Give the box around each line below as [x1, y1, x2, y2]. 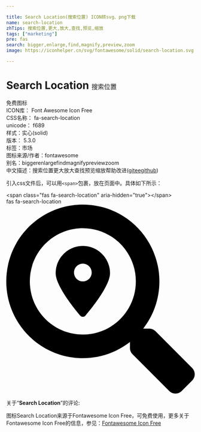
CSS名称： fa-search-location [6, 114, 81, 121]
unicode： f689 [6, 121, 45, 129]
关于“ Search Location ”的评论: [6, 399, 81, 406]
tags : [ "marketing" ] [6, 31, 58, 37]
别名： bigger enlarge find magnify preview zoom [6, 159, 120, 166]
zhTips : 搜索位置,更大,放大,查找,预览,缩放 [6, 25, 103, 31]
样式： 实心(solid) [6, 129, 48, 136]
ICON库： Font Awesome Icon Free [6, 106, 93, 114]
